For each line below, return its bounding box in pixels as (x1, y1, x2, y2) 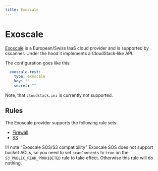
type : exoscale (14, 74, 46, 79)
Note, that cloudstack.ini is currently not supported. (5, 92, 113, 98)
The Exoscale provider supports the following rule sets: (5, 119, 118, 125)
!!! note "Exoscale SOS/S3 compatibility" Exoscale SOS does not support (5, 144, 154, 150)
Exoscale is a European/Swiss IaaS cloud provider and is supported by (5, 45, 149, 51)
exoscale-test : (9, 69, 41, 74)
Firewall (12, 129, 29, 135)
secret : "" (14, 83, 37, 88)
